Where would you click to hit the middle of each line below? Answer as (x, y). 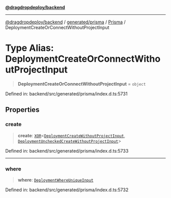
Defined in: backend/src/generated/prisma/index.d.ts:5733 (67, 151)
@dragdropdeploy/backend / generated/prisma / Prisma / (65, 22)
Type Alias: (30, 48)
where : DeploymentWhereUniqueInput (55, 180)
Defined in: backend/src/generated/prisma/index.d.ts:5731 (66, 93)
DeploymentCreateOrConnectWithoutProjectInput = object (82, 84)
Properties (22, 110)
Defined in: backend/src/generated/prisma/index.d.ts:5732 (67, 190)
